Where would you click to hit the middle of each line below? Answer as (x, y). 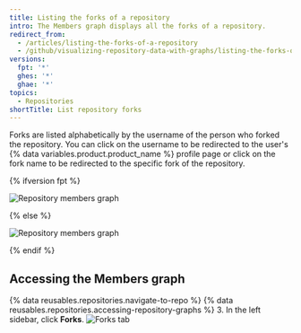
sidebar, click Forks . (47, 320)
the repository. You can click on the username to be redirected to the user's (149, 145)
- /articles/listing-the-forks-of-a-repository (108, 43)
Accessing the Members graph (97, 279)
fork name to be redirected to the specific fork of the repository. (127, 163)
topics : (24, 92)
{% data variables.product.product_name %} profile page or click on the (142, 154)
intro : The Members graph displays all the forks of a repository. (138, 26)
